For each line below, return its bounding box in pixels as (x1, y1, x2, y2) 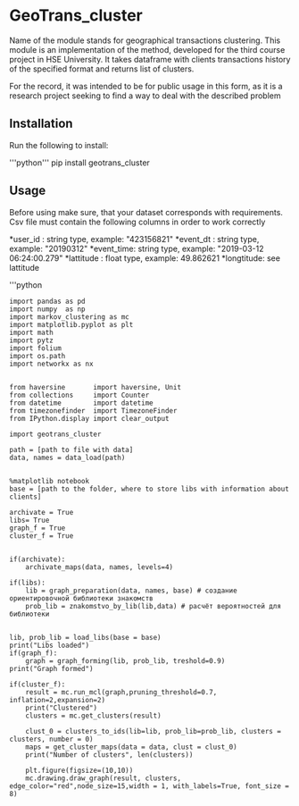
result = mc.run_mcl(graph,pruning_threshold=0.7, (25, 687, 218, 697)
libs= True (9, 516, 50, 525)
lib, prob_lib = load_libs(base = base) (9, 633, 162, 642)
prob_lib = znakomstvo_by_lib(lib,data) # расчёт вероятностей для (25, 601, 281, 610)
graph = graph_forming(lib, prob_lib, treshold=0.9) (25, 656, 226, 666)
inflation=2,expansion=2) (9, 695, 105, 704)
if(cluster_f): (9, 680, 66, 689)
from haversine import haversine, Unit (9, 382, 181, 391)
